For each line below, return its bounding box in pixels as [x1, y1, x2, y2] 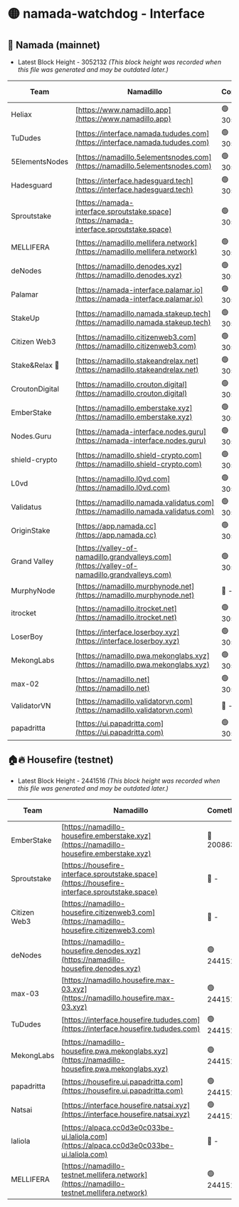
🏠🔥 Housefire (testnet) [7, 754, 114, 766]
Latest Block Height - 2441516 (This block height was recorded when [17, 776, 221, 785]
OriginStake [11, 525, 51, 535]
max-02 [11, 679, 39, 689]
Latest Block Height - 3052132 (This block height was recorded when [17, 58, 222, 66]
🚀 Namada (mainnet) [7, 38, 101, 51]
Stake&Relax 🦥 [11, 360, 60, 370]
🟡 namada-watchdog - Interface [7, 6, 205, 22]
